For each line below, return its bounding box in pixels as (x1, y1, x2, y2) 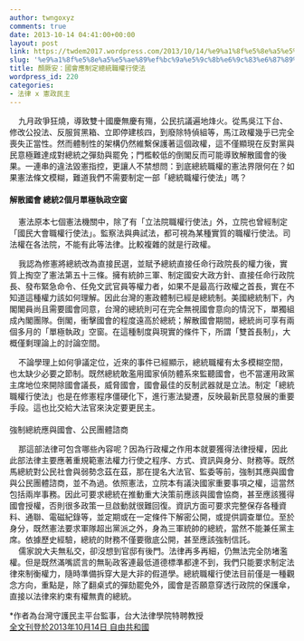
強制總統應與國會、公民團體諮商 (9, 424, 128, 435)
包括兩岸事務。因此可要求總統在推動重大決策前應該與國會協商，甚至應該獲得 (9, 489, 295, 500)
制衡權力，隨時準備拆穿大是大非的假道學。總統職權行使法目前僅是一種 (24, 568, 287, 579)
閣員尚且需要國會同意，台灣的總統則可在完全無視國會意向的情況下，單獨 (16, 303, 287, 314)
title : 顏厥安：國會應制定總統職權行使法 (9, 64, 147, 73)
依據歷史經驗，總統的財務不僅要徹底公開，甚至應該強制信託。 (24, 534, 255, 545)
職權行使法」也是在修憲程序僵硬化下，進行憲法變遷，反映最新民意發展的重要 (9, 391, 295, 402)
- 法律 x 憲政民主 (9, 89, 71, 98)
